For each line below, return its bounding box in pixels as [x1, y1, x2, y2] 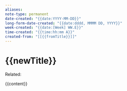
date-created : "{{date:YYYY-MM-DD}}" [5, 16, 81, 21]
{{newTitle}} [5, 55, 57, 66]
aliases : [5, 7, 23, 12]
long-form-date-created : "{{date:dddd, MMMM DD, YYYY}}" [5, 20, 123, 26]
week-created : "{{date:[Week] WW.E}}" [5, 25, 83, 30]
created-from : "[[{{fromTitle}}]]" [5, 35, 77, 39]
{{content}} [5, 81, 28, 87]
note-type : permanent [5, 12, 49, 17]
